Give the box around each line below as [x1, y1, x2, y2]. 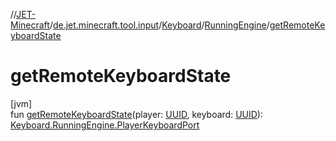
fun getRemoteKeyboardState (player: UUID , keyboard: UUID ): [10, 108, 263, 120]
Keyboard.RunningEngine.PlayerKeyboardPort [10, 119, 200, 131]
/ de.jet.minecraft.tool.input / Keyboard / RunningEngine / [49, 19, 270, 31]
